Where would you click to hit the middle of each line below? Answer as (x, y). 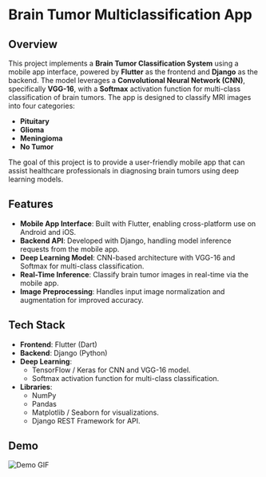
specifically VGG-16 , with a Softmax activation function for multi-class (125, 89)
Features (31, 204)
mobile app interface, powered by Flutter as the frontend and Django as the (133, 72)
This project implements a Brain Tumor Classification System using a (123, 63)
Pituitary (34, 121)
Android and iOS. (48, 232)
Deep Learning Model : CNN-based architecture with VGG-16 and (127, 257)
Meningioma (41, 138)
